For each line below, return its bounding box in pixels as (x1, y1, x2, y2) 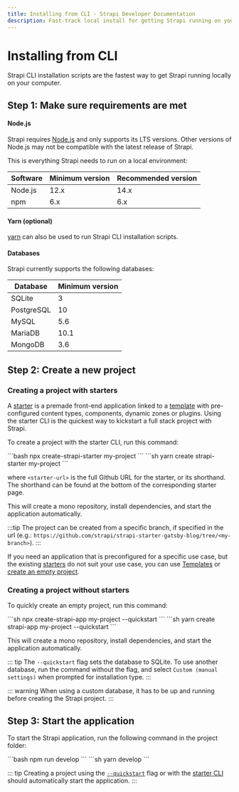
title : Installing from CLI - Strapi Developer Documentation (7, 10, 196, 18)
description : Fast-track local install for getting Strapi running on (7, 17, 221, 24)
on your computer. (7, 79, 62, 88)
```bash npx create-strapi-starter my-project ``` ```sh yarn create (7, 452, 194, 460)
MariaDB (11, 328, 41, 338)
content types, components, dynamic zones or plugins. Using (41, 409, 222, 418)
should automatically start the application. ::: (7, 776, 137, 785)
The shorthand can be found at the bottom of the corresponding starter (7, 481, 217, 490)
